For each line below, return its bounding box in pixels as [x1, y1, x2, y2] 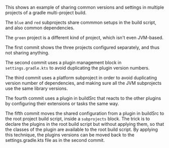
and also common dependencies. [5, 25, 75, 31]
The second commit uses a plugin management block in [5, 60, 122, 65]
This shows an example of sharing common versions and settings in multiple [5, 5, 164, 10]
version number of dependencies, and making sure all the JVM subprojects [5, 80, 162, 86]
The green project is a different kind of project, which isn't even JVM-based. [5, 35, 164, 40]
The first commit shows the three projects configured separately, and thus [5, 44, 160, 50]
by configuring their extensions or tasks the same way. [5, 101, 120, 107]
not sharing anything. [5, 50, 49, 56]
